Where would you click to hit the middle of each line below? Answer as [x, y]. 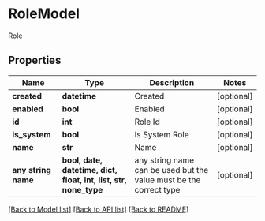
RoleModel [44, 14]
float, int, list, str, [95, 180]
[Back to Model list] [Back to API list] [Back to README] [99, 209]
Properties [35, 60]
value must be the [168, 180]
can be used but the [172, 170]
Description [172, 82]
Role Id [147, 122]
